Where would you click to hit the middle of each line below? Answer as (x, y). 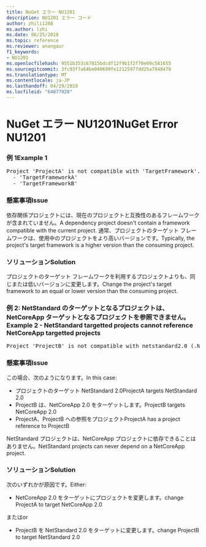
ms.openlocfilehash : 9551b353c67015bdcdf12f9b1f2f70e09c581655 (89, 63)
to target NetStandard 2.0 (48, 537)
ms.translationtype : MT (37, 75)
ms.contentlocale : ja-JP (38, 80)
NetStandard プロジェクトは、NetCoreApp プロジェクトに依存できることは (101, 438)
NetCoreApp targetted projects (54, 333)
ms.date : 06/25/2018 (33, 35)
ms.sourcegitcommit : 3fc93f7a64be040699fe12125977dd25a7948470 (89, 69)
